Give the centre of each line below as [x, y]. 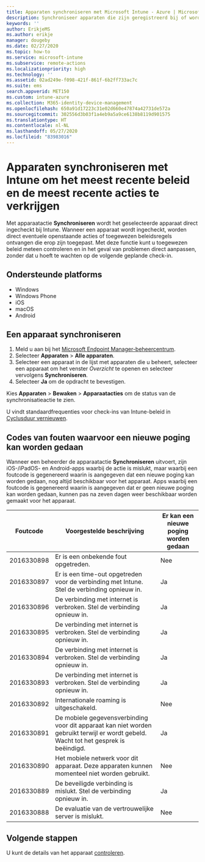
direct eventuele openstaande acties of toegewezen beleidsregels [89, 236]
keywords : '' [23, 23]
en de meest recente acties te [83, 193]
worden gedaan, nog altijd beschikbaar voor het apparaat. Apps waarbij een [102, 481]
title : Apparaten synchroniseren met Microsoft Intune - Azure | [91, 12]
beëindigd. [70, 748]
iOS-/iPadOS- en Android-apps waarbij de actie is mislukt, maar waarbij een [102, 469]
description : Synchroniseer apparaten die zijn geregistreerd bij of [97, 18]
